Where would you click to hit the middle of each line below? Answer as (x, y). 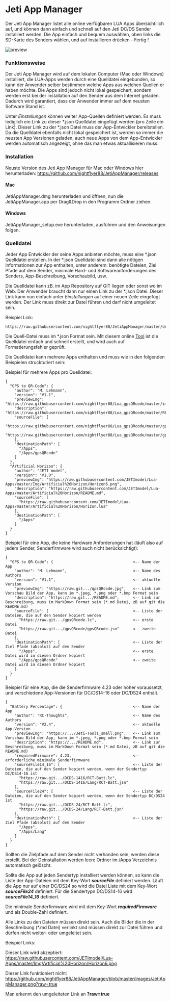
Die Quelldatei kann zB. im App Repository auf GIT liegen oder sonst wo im (83, 286)
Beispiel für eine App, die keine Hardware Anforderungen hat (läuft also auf (84, 543)
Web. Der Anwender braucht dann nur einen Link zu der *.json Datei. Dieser (84, 291)
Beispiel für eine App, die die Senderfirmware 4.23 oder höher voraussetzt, (84, 687)
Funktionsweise (25, 63)
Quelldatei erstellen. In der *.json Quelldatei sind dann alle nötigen (74, 260)
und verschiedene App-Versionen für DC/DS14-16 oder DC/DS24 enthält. (82, 693)
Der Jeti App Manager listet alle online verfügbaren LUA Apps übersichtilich (85, 23)
